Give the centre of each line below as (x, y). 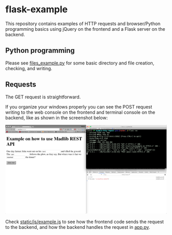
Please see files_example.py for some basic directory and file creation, (80, 63)
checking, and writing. (29, 68)
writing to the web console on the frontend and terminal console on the (80, 112)
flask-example (37, 9)
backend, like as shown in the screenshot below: (57, 117)
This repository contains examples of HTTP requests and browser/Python (83, 24)
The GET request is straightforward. (43, 97)
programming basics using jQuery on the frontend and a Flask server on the (85, 29)
